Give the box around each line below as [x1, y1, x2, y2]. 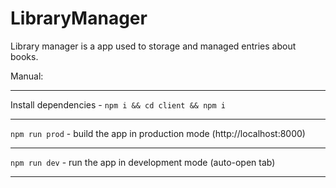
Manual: [10, 70, 44, 82]
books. [10, 50, 39, 62]
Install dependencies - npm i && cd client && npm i [10, 98, 226, 111]
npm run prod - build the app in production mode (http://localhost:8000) [10, 127, 306, 139]
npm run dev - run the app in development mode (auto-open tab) [10, 156, 276, 168]
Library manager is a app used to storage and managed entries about [10, 40, 297, 52]
